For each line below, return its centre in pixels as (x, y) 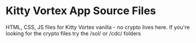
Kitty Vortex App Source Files (81, 11)
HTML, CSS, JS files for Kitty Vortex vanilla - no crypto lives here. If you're (98, 27)
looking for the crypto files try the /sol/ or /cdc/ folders (73, 33)
